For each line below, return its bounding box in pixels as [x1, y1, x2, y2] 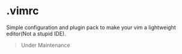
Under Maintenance [20, 42, 70, 49]
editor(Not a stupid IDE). [6, 30, 66, 37]
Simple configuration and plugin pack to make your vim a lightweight [6, 24, 176, 31]
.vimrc [6, 4, 39, 18]
